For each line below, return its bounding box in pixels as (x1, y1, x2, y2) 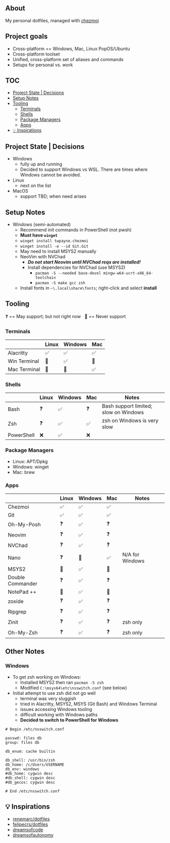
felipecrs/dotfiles (12, 821, 48, 827)
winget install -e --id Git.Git (20, 244, 89, 249)
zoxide (8, 598, 24, 605)
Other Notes (5, 647, 45, 656)
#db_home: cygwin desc (5, 771, 53, 776)
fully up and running (20, 161, 62, 167)
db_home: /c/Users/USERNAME (5, 762, 65, 767)
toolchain (35, 275, 56, 280)
